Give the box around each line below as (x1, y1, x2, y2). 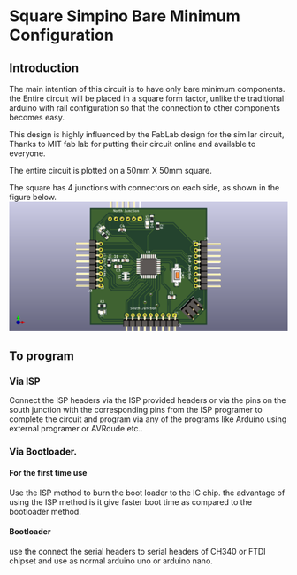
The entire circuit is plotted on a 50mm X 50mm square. (9, 166, 212, 175)
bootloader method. (9, 506, 81, 517)
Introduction (9, 60, 80, 75)
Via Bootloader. (9, 446, 78, 458)
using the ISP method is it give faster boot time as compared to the (9, 496, 253, 507)
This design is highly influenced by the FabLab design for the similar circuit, (9, 129, 285, 139)
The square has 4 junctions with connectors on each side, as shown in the (9, 183, 280, 192)
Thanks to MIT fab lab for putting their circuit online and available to (9, 139, 256, 149)
